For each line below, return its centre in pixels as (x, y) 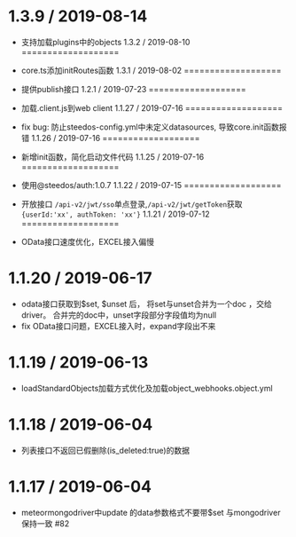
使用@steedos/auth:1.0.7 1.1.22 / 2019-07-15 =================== (151, 185)
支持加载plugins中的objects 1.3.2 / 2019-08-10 (105, 42)
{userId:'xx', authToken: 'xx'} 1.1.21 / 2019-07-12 (115, 214)
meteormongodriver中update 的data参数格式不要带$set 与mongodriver (151, 512)
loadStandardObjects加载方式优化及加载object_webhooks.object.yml (147, 388)
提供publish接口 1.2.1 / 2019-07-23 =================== (134, 89)
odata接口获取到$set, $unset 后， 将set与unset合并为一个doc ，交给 (146, 304)
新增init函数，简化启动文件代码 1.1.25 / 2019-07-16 (113, 156)
